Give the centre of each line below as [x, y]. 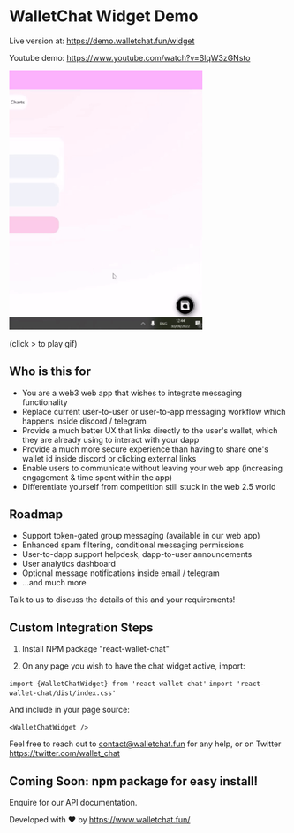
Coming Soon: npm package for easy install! [134, 781]
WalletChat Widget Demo [104, 16]
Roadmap [36, 514]
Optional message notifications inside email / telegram [121, 573]
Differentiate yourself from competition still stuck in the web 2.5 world [149, 486]
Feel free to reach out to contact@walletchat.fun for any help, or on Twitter [145, 744]
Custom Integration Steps [81, 627]
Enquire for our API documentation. [73, 803]
